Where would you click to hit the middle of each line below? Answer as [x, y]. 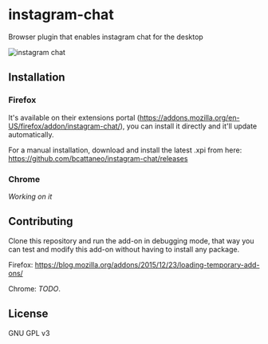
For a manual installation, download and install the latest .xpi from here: [125, 150]
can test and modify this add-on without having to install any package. [124, 249]
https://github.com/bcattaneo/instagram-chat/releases [98, 158]
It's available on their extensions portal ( [74, 117]
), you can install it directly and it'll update [189, 126]
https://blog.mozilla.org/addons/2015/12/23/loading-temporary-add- [147, 264]
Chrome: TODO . [35, 288]
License [28, 314]
